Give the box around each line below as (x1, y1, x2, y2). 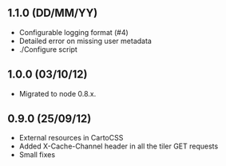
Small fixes (18, 150, 56, 160)
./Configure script (18, 44, 77, 54)
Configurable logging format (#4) (18, 27, 129, 37)
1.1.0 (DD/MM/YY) (7, 6, 98, 20)
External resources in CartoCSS (18, 133, 124, 143)
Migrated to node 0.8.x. (18, 89, 97, 98)
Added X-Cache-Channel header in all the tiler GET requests (18, 141, 219, 151)
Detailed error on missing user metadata (18, 36, 153, 45)
